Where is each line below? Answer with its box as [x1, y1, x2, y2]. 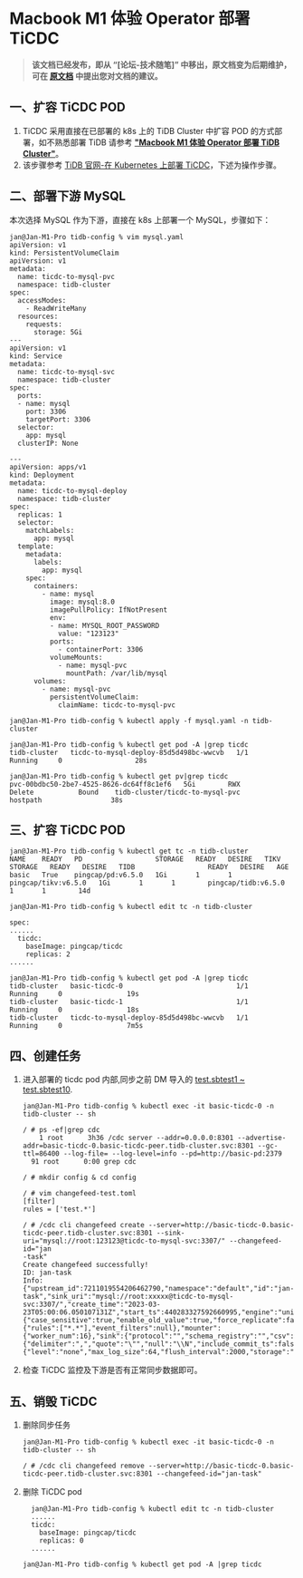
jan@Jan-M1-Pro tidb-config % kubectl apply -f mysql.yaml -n [9, 716, 249, 725]
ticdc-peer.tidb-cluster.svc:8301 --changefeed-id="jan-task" [22, 1469, 262, 1478]
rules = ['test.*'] [22, 1205, 97, 1215]
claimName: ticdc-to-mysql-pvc [57, 700, 176, 710]
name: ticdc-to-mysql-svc [17, 367, 116, 376]
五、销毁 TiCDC [9, 1393, 98, 1409]
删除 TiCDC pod [22, 1486, 83, 1496]
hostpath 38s [9, 795, 124, 805]
